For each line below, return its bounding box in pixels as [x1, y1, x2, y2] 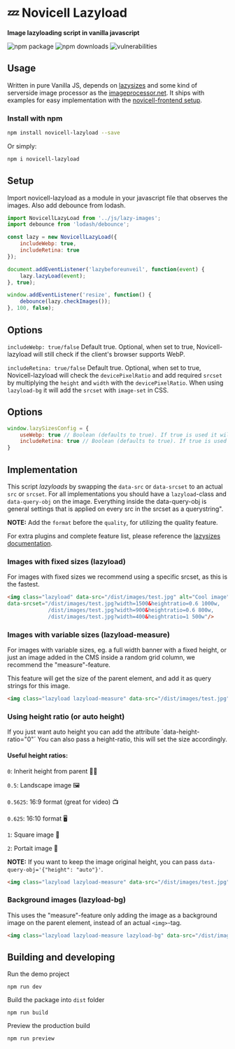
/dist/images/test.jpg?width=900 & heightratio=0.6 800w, [48, 607, 215, 614]
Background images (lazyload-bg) [7, 895, 126, 905]
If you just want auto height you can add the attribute [7, 727, 160, 736]
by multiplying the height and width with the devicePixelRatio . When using [7, 378, 224, 387]
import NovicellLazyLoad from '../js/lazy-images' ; [7, 214, 161, 221]
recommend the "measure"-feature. [7, 661, 111, 669]
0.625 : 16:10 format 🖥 [7, 814, 68, 823]
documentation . [7, 540, 53, 548]
